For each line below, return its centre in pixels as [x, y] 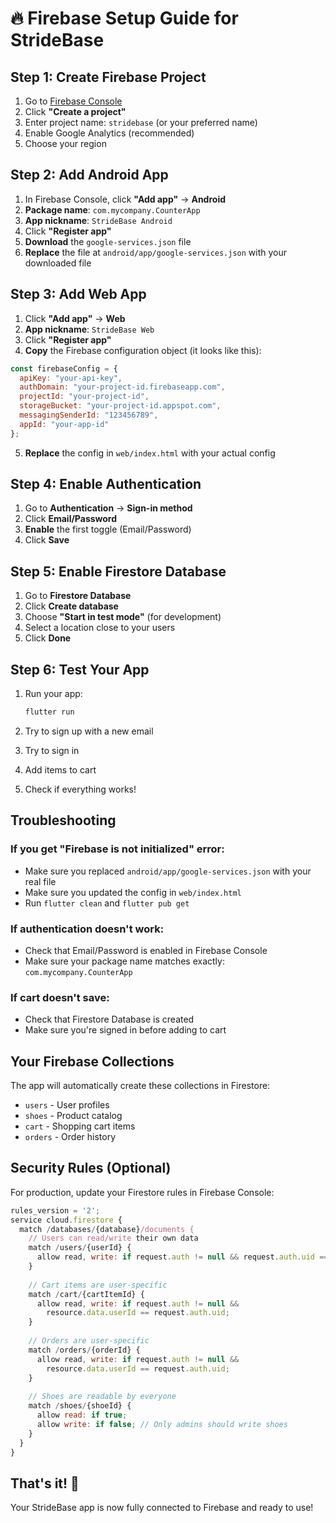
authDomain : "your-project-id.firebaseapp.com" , [122, 387]
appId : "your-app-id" [64, 424]
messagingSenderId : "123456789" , [89, 415]
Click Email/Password [71, 519]
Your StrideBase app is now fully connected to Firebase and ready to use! [162, 1508]
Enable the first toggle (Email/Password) [108, 529]
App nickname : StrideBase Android [98, 220]
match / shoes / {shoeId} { [80, 1406]
